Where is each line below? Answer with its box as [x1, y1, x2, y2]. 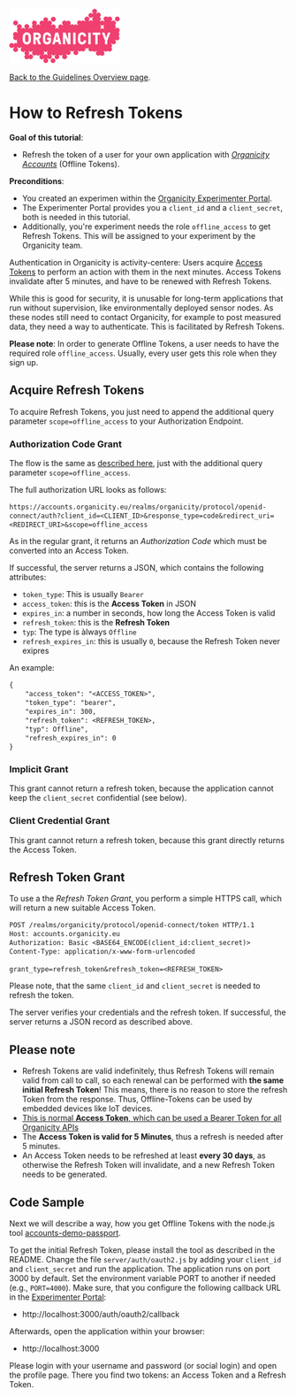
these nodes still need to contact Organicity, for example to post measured [9, 311, 281, 322]
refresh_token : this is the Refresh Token [21, 618, 171, 628]
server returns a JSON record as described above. [9, 1017, 193, 1027]
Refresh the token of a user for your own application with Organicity [21, 149, 270, 159]
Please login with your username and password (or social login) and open [9, 1361, 277, 1371]
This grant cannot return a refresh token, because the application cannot [9, 783, 274, 794]
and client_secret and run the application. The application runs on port [9, 1263, 270, 1274]
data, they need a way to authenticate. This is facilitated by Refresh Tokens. [9, 321, 285, 332]
